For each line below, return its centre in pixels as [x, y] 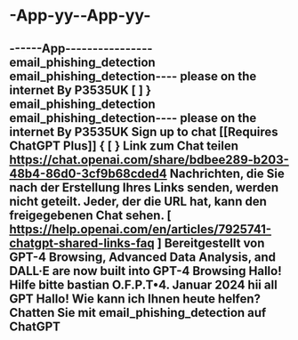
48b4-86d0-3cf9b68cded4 [88, 173]
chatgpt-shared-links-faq [82, 243]
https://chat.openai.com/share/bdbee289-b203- [149, 160]
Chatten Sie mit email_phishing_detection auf [138, 312]
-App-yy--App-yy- [80, 16]
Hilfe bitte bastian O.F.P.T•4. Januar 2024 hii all [143, 284]
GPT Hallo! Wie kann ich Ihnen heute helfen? [135, 299]
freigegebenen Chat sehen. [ [90, 215]
